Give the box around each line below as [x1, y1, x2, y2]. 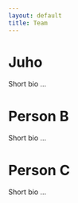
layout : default [8, 11, 62, 20]
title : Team [8, 19, 48, 27]
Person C [8, 161, 70, 179]
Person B [8, 107, 69, 125]
